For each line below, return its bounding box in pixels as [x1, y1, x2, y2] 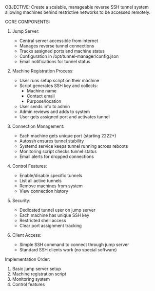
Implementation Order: [5, 256, 50, 262]
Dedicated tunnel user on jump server [19, 207, 96, 213]
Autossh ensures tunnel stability [19, 138, 84, 144]
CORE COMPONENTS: [5, 19, 50, 24]
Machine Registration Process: [12, 68, 74, 74]
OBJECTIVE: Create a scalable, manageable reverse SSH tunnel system [5, 4, 149, 10]
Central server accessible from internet [19, 38, 98, 44]
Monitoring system [12, 276, 50, 282]
